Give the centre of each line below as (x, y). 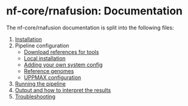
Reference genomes (49, 71)
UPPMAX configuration (52, 77)
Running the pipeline (40, 84)
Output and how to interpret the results (63, 90)
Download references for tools (61, 52)
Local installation (45, 58)
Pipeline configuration (42, 46)
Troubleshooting (35, 96)
